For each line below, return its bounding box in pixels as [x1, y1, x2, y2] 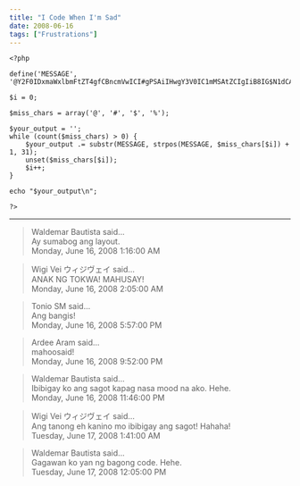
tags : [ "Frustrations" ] [9, 29, 98, 38]
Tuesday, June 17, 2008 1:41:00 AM [30, 431, 161, 441]
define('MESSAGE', [9, 70, 78, 79]
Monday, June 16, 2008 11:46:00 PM [30, 392, 165, 403]
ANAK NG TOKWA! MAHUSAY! [30, 274, 145, 285]
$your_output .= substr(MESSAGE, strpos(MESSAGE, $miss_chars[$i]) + [25, 140, 290, 149]
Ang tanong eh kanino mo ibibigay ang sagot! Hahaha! [30, 421, 231, 432]
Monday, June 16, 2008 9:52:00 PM [30, 356, 163, 367]
